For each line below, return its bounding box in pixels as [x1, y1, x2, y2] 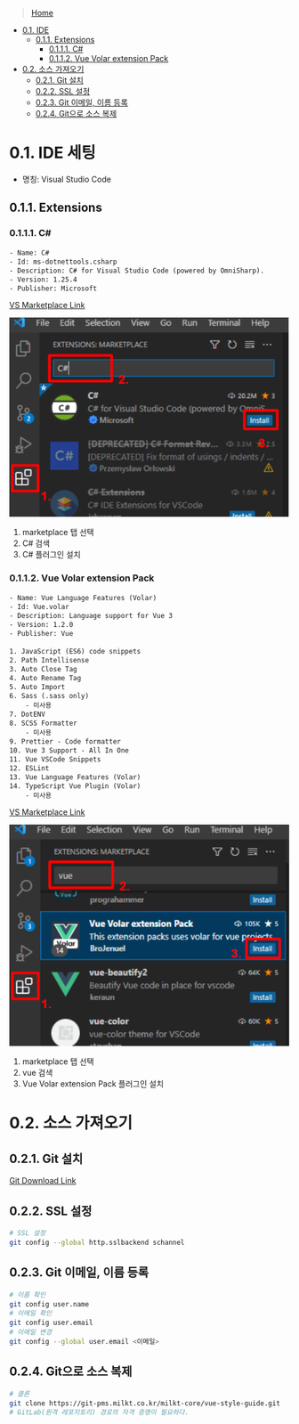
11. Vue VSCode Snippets [9, 754, 101, 764]
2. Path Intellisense [9, 655, 90, 664]
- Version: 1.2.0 [9, 620, 74, 629]
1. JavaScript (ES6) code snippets [9, 647, 141, 655]
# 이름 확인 [9, 1290, 46, 1299]
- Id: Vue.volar [9, 602, 69, 611]
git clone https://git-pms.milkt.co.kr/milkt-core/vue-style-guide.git [9, 1398, 280, 1408]
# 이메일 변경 [9, 1328, 53, 1337]
